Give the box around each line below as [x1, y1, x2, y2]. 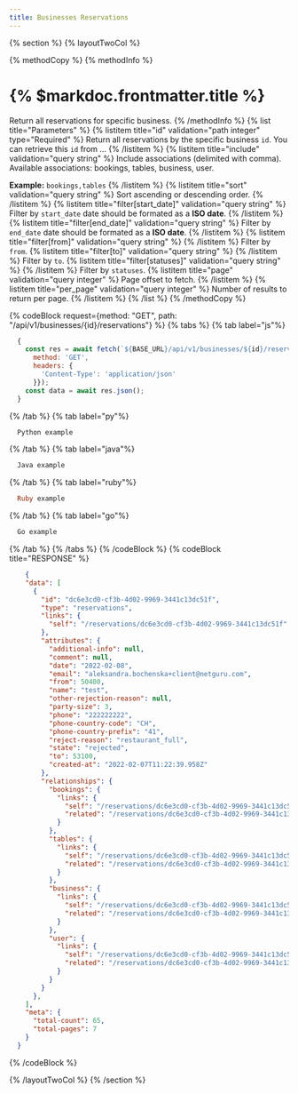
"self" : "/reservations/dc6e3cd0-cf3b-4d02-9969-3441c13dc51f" [48, 619, 288, 629]
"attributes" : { [41, 636, 101, 645]
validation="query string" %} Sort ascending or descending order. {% [9, 188, 264, 200]
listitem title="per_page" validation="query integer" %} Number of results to [9, 283, 287, 294]
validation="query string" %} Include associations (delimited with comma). [9, 153, 282, 164]
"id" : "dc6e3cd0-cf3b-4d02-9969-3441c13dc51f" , [41, 595, 220, 604]
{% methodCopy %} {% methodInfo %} [9, 54, 153, 65]
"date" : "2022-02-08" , [48, 661, 133, 670]
